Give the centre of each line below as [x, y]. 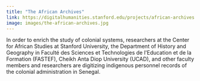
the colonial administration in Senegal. [53, 72]
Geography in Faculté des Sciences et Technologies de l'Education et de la [99, 53]
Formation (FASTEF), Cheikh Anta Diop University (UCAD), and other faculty [100, 59]
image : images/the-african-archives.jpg [58, 23]
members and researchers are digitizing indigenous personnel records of [97, 65]
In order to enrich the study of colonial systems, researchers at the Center [98, 40]
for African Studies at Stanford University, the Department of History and [96, 46]
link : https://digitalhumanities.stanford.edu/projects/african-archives [101, 17]
